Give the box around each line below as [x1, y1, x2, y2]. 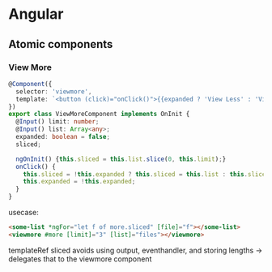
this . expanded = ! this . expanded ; [23, 178, 136, 186]
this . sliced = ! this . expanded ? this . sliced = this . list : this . [23, 170, 249, 179]
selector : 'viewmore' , [15, 87, 92, 96]
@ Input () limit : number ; [15, 118, 100, 126]
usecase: [8, 208, 39, 217]
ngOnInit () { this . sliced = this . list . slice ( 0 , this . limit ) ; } [15, 155, 227, 163]
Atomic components [8, 37, 113, 51]
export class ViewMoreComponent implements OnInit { [8, 110, 190, 119]
